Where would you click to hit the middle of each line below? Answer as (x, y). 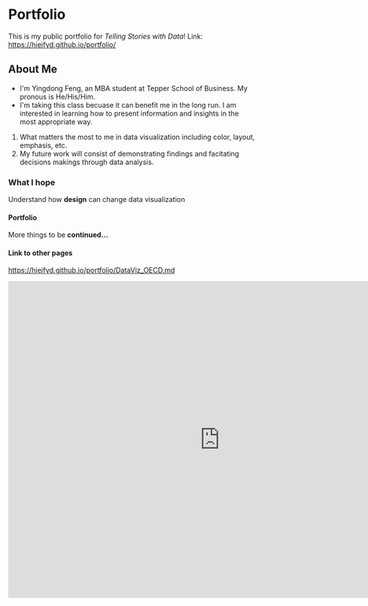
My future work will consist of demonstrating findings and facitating (129, 153)
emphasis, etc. (43, 145)
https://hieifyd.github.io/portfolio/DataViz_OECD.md (92, 270)
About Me (33, 70)
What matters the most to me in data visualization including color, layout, (137, 137)
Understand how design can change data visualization (97, 200)
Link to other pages (40, 252)
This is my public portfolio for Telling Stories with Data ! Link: (105, 36)
